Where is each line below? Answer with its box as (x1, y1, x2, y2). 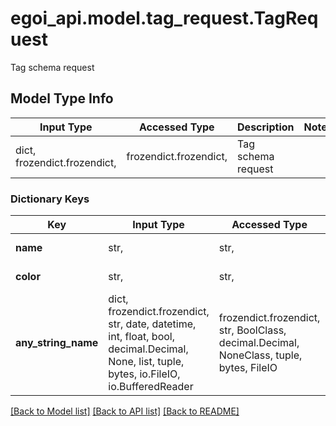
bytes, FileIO (218, 361, 278, 375)
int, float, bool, (108, 330, 175, 344)
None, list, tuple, (108, 355, 185, 369)
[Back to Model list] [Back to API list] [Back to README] (10, 405, 240, 417)
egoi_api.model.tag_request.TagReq (10, 7, 319, 30)
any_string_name (15, 336, 99, 350)
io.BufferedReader (108, 380, 194, 394)
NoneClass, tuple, (218, 348, 303, 362)
